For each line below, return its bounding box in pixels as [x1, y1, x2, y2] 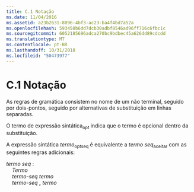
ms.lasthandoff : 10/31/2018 [6, 47, 76, 53]
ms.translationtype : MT [6, 36, 65, 42]
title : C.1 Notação [6, 8, 55, 15]
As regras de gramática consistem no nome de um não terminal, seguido [6, 98, 184, 105]
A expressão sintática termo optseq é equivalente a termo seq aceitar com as [6, 141, 187, 150]
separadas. [6, 110, 34, 117]
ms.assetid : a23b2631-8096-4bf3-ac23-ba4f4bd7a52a [6, 20, 134, 25]
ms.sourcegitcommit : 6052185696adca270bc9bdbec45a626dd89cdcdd [6, 31, 166, 37]
